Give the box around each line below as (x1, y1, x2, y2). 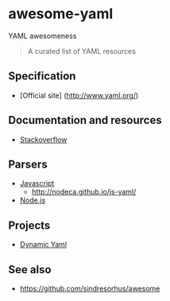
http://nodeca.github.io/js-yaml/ (31, 187, 137, 197)
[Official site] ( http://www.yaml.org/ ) (19, 91, 139, 100)
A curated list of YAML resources (27, 46, 137, 56)
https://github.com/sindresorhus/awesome (19, 284, 160, 293)
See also (8, 263, 52, 276)
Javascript (19, 179, 55, 188)
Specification (8, 69, 76, 83)
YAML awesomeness (8, 31, 77, 41)
